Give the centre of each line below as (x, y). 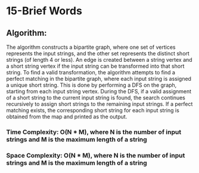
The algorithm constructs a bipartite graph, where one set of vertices (91, 47)
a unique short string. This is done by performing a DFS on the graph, (91, 85)
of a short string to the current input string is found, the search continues (96, 97)
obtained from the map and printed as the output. (67, 117)
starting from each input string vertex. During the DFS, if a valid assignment (99, 91)
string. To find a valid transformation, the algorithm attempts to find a (91, 72)
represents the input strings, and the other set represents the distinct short (98, 54)
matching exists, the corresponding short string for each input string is (93, 110)
